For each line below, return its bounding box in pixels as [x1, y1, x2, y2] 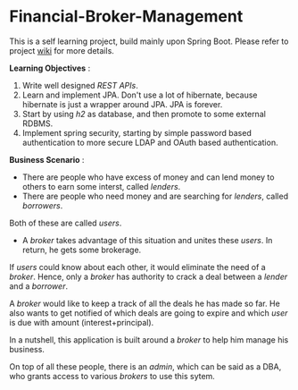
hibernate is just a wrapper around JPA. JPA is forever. [21, 98, 223, 109]
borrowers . [21, 199, 63, 211]
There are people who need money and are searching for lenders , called [21, 191, 288, 201]
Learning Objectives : [9, 63, 91, 73]
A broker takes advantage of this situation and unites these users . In [21, 234, 273, 245]
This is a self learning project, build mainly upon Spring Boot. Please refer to [9, 36, 289, 47]
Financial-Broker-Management [9, 6, 244, 27]
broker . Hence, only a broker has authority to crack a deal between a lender [9, 271, 288, 282]
